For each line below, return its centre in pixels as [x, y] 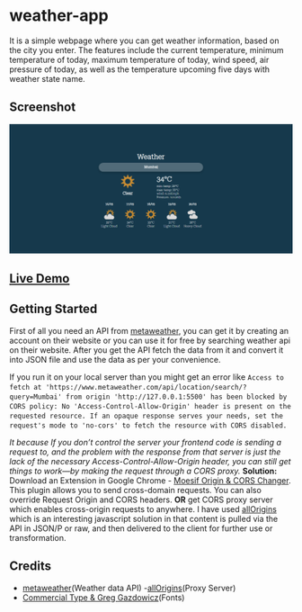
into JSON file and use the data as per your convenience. [115, 359]
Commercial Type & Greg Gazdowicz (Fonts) [103, 597]
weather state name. [47, 78]
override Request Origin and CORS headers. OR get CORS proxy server [141, 499]
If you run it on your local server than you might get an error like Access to [147, 377]
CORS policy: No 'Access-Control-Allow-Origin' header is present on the [151, 406]
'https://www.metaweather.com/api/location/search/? [146, 387]
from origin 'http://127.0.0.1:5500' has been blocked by [177, 397]
